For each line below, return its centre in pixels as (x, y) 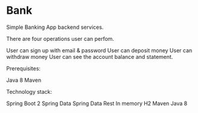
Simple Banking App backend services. (55, 27)
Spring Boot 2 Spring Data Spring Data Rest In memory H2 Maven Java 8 (97, 103)
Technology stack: (29, 91)
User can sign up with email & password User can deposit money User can (99, 50)
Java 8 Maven (24, 80)
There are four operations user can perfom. (60, 38)
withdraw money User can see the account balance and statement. (90, 56)
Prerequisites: (24, 68)
